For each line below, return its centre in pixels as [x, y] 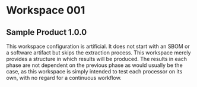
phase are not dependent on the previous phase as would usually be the [94, 65]
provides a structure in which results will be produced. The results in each [97, 59]
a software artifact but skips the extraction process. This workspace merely [99, 53]
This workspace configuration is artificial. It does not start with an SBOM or [98, 46]
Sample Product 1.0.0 [47, 32]
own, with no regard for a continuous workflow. [64, 78]
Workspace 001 [46, 10]
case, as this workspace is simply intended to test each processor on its [94, 71]
